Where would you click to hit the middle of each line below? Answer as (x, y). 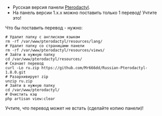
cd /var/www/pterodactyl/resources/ (44, 59)
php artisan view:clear (30, 99)
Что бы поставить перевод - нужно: (44, 28)
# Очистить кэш (21, 94)
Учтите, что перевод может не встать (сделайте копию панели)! (74, 108)
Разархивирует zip (29, 77)
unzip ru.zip (19, 81)
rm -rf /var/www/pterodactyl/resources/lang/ (54, 41)
